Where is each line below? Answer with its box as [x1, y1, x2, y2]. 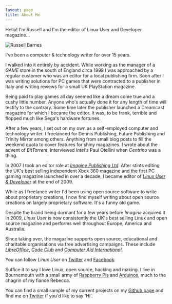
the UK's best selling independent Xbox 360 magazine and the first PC [5, 168, 155, 174]
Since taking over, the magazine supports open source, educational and [5, 235, 158, 241]
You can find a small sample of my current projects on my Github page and [5, 287, 164, 293]
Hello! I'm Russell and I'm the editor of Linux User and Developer [5, 26, 142, 32]
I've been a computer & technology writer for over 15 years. [5, 52, 131, 58]
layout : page [5, 7, 33, 13]
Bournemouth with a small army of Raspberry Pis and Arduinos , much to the [5, 272, 166, 278]
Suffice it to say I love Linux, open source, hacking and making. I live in [5, 266, 155, 272]
